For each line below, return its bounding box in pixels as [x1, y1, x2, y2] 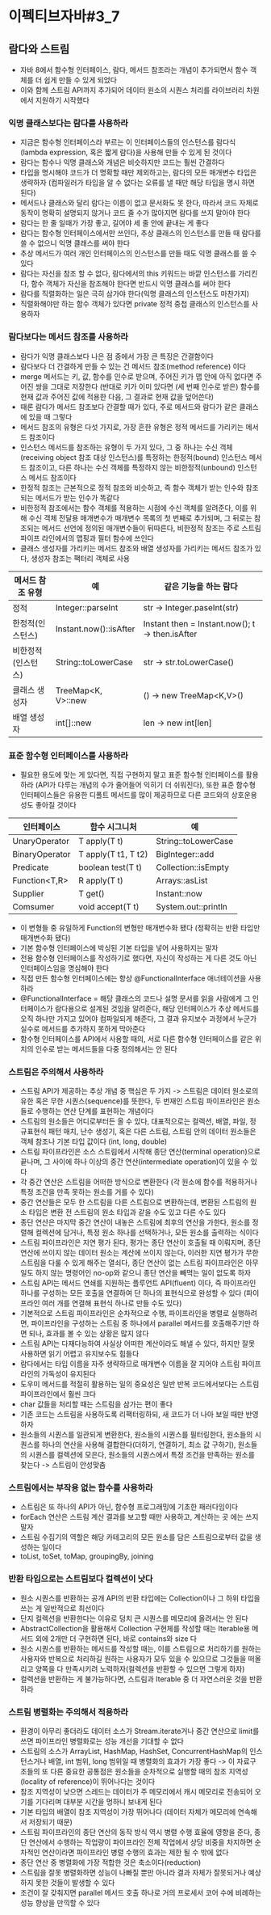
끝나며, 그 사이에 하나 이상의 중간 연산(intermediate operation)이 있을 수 [19, 1157, 249, 1166]
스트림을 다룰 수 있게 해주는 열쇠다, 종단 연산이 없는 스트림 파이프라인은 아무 [19, 1258, 260, 1268]
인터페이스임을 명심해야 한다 [19, 963, 110, 972]
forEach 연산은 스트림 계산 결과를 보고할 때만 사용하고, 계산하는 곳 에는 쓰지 [19, 1512, 259, 1522]
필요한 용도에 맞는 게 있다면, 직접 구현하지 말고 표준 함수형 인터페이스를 [19, 770, 244, 779]
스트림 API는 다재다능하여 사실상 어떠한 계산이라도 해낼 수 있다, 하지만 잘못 [19, 1339, 256, 1348]
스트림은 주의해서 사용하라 [8, 1066, 104, 1078]
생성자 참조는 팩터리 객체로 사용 [31, 553, 131, 563]
